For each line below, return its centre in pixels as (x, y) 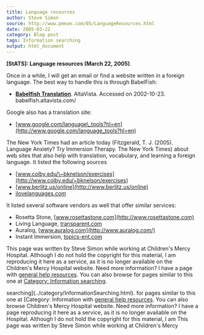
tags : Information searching (43, 40)
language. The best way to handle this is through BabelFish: (82, 82)
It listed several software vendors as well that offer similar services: (91, 205)
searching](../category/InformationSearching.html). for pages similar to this (101, 293)
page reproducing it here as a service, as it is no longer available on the (96, 312)
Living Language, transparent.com (59, 224)
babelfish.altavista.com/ (46, 100)
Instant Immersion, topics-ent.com (59, 236)
